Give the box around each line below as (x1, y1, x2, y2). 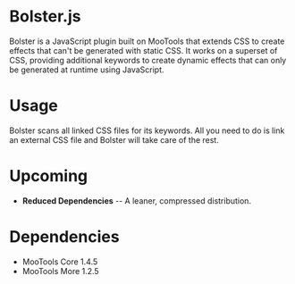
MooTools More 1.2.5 (21, 265, 100, 276)
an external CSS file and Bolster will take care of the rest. (9, 134, 219, 145)
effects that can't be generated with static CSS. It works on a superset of (9, 45, 278, 55)
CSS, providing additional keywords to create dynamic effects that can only (9, 54, 287, 65)
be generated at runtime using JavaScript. (9, 64, 164, 75)
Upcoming (9, 166, 88, 187)
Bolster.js (9, 6, 81, 27)
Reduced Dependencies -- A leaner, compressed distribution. (21, 195, 252, 206)
